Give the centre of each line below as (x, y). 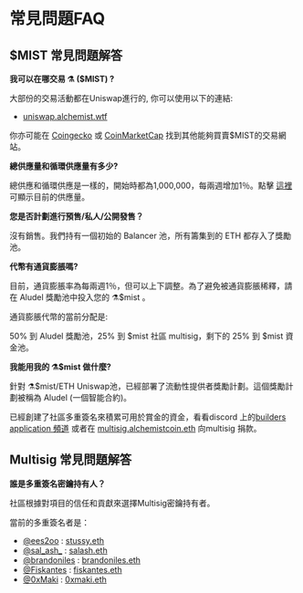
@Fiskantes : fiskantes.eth (72, 569)
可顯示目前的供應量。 (49, 197)
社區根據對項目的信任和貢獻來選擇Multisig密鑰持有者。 (112, 503)
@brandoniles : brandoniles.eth (82, 560)
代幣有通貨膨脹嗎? (44, 266)
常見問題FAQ (57, 19)
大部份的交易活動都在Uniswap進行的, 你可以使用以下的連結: (121, 98)
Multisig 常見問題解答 (71, 460)
